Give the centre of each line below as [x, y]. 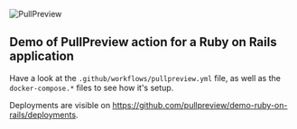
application [42, 56]
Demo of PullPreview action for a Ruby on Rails [143, 42]
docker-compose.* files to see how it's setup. [92, 88]
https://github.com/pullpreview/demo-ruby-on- [200, 105]
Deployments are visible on [60, 105]
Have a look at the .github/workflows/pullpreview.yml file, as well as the [145, 78]
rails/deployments [43, 115]
